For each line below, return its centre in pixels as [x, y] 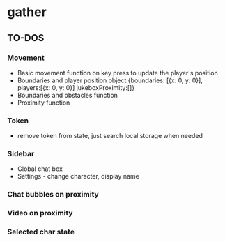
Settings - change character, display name [78, 176]
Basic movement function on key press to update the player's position [117, 73]
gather [27, 12]
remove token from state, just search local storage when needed [110, 136]
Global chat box [40, 169]
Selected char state [41, 232]
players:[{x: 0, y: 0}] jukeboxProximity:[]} [76, 87]
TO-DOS [26, 38]
